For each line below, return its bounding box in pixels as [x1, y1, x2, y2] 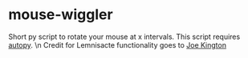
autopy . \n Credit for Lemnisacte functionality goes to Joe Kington [8, 40, 227, 49]
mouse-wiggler [8, 6, 114, 24]
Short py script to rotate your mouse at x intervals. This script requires [8, 32, 241, 41]
